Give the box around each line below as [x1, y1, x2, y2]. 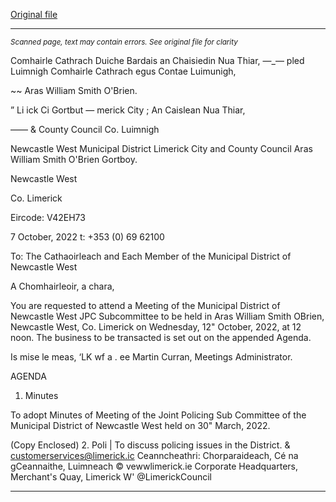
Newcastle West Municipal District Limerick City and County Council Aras [10, 143, 313, 154]
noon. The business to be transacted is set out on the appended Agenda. [10, 332, 312, 343]
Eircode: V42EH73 [10, 212, 86, 223]
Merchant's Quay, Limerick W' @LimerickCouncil [10, 471, 212, 483]
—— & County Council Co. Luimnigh [10, 124, 160, 135]
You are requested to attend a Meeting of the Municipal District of [10, 300, 281, 311]
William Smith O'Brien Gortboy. [10, 154, 138, 165]
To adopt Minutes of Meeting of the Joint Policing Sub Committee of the [10, 409, 307, 421]
